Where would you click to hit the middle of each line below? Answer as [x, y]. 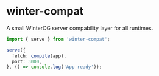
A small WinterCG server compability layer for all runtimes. [80, 28]
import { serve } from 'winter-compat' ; [58, 39]
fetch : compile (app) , [39, 56]
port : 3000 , [27, 61]
